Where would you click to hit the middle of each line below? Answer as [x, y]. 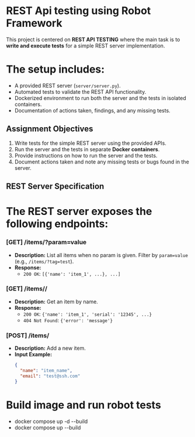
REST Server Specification [55, 187]
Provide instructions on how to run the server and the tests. [86, 155]
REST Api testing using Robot [79, 11]
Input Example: [33, 354]
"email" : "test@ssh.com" [50, 376]
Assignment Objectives [50, 129]
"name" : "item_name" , [46, 371]
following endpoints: [57, 224]
